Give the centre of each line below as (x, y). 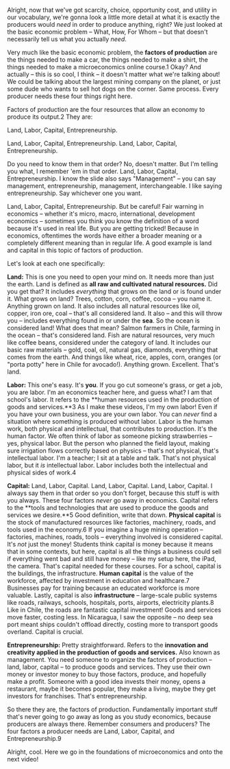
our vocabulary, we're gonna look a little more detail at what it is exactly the (114, 17)
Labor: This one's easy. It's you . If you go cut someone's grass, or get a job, (115, 385)
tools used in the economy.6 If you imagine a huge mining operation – (105, 529)
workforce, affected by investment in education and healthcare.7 (98, 581)
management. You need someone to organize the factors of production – (110, 659)
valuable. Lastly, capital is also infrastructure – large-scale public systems (112, 595)
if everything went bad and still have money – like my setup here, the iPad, (112, 559)
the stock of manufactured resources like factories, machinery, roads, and (112, 522)
